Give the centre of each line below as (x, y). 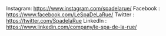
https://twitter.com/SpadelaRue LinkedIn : (57, 21)
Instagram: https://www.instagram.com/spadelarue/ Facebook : (83, 8)
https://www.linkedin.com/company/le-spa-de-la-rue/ (72, 27)
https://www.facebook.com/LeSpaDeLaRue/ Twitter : (70, 15)
